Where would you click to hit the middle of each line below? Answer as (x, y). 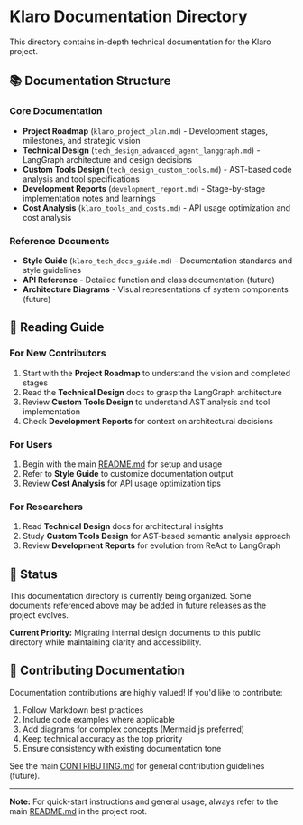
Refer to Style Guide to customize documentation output (128, 473)
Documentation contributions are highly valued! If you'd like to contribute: (146, 692)
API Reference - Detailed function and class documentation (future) (148, 280)
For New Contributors (58, 353)
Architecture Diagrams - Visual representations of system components (155, 289)
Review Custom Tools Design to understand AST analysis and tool (146, 402)
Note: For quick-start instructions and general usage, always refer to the (144, 801)
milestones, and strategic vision (81, 140)
